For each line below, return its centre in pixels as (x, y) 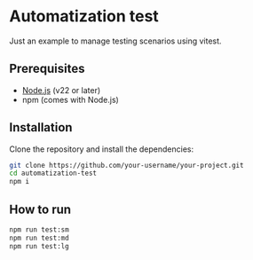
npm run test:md (39, 238)
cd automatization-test (53, 173)
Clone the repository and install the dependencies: (102, 149)
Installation (41, 127)
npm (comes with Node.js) (71, 99)
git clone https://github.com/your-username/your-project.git (126, 165)
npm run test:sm (39, 230)
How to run (40, 209)
